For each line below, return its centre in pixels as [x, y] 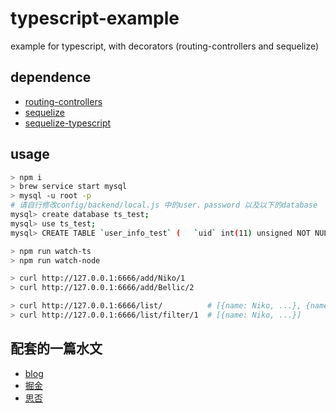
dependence [51, 77]
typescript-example [95, 18]
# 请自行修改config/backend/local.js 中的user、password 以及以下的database [164, 205]
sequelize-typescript [68, 123]
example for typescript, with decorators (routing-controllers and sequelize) [165, 46]
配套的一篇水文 [56, 348]
